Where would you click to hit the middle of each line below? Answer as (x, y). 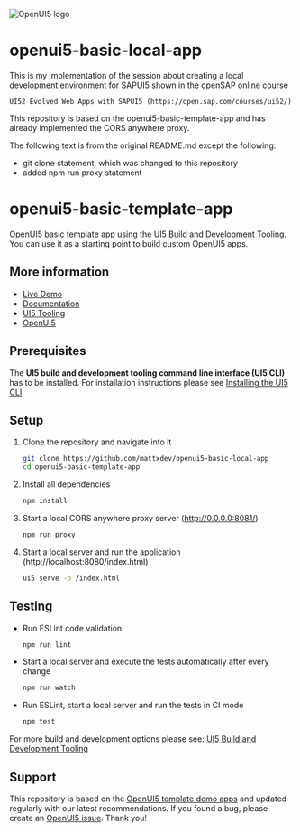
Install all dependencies (66, 484)
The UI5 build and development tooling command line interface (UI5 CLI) (147, 373)
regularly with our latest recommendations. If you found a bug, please (139, 808)
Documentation (51, 304)
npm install (45, 501)
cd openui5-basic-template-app (81, 467)
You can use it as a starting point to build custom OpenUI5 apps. (129, 243)
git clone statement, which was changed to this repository (130, 163)
